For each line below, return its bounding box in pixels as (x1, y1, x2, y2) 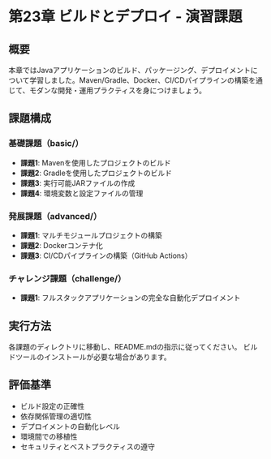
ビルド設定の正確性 (19, 401, 85, 410)
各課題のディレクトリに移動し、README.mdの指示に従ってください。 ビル (8, 342, 258, 352)
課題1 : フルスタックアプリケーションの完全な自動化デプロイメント (19, 293, 241, 302)
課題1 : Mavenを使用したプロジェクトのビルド (19, 157, 172, 167)
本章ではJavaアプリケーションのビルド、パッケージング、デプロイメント (8, 66, 252, 75)
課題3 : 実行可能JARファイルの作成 (19, 178, 135, 187)
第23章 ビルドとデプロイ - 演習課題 (8, 7, 243, 26)
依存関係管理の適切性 (19, 411, 92, 421)
